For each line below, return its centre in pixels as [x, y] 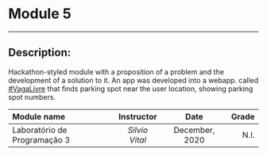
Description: [40, 53]
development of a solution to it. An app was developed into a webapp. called [133, 80]
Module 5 [40, 14]
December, [194, 130]
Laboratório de [40, 130]
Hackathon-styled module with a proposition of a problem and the [116, 71]
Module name [39, 116]
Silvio [138, 130]
